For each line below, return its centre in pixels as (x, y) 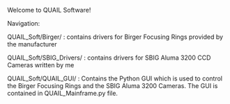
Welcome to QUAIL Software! (49, 10)
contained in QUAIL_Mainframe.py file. (63, 93)
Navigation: (24, 23)
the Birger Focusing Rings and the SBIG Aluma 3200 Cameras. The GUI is (113, 86)
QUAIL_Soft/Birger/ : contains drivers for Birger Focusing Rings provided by (115, 37)
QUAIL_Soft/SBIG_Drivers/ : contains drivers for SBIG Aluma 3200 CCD (109, 58)
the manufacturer (32, 44)
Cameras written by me (41, 65)
